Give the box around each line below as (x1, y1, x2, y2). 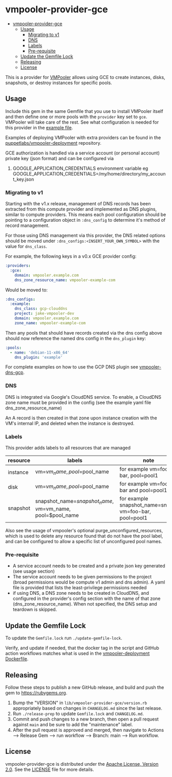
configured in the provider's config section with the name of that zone (12, 595, 161, 601)
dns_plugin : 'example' (14, 355, 63, 360)
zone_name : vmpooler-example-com (14, 320, 86, 325)
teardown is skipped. (12, 607, 57, 613)
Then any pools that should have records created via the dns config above (5, 329, 162, 336)
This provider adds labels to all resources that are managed (5, 445, 131, 451)
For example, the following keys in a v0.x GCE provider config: (5, 253, 137, 260)
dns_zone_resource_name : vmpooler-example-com (14, 277, 116, 283)
